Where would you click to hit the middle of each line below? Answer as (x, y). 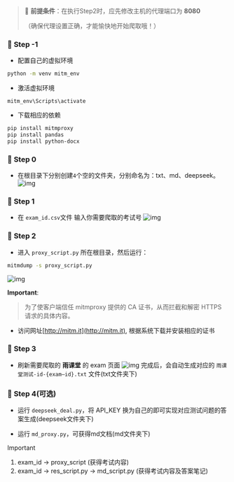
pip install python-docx (43, 141)
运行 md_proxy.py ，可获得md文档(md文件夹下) (84, 434)
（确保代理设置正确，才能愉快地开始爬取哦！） (92, 26)
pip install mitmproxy (40, 129)
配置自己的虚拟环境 (45, 61)
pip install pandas (36, 135)
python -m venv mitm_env (43, 74)
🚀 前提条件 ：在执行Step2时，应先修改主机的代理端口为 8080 (112, 11)
